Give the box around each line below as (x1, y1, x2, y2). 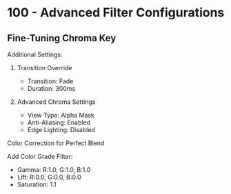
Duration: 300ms (27, 85, 76, 92)
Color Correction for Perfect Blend (7, 139, 105, 147)
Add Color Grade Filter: (7, 153, 73, 160)
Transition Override (17, 64, 72, 72)
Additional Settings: (7, 50, 63, 58)
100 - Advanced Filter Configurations (7, 5, 225, 21)
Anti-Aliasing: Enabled (27, 118, 91, 127)
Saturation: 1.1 (17, 180, 57, 188)
